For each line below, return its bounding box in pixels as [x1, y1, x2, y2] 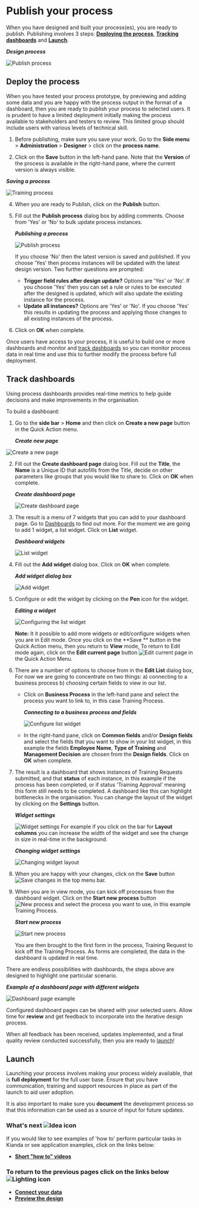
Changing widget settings [14, 847, 81, 854]
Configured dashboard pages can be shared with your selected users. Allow [6, 1006, 193, 1014]
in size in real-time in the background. [14, 835, 108, 843]
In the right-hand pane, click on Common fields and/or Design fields [23, 731, 193, 739]
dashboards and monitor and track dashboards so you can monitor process [6, 344, 191, 351]
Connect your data [14, 1188, 62, 1196]
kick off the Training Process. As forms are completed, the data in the [14, 948, 185, 955]
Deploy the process [6, 77, 80, 87]
